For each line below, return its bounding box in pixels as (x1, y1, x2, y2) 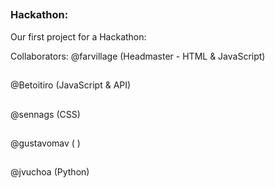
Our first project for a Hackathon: (10, 30, 147, 43)
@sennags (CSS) (10, 108, 81, 120)
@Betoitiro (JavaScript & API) (10, 79, 132, 91)
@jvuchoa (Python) (10, 166, 90, 178)
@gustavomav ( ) (10, 137, 81, 149)
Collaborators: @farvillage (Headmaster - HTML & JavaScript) (10, 50, 266, 62)
